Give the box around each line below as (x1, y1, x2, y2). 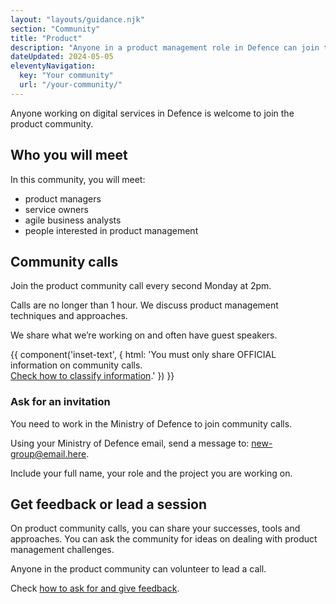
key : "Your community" (19, 71, 114, 81)
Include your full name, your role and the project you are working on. (10, 467, 293, 479)
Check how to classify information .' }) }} (10, 370, 175, 382)
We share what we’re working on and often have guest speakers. (10, 329, 278, 341)
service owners (24, 203, 89, 215)
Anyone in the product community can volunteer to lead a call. (10, 563, 267, 575)
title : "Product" (10, 33, 83, 43)
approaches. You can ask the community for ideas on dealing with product (10, 533, 318, 545)
